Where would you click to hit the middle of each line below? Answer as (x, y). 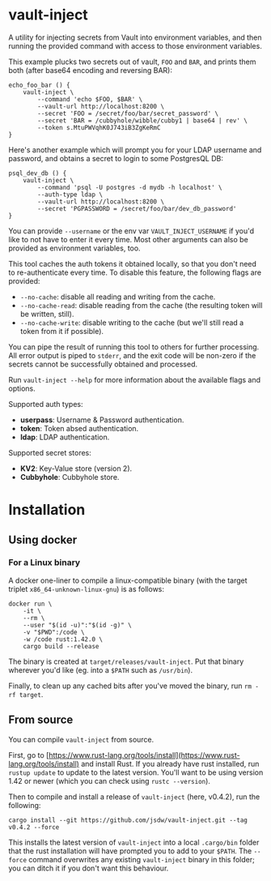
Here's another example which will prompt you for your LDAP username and (135, 150)
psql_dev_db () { (38, 173)
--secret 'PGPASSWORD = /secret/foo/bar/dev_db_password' (137, 208)
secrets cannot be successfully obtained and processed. (103, 364)
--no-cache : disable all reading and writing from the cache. (118, 297)
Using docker (43, 539)
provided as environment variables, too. (74, 248)
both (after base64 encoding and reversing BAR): (90, 70)
